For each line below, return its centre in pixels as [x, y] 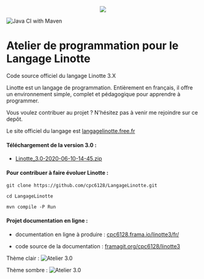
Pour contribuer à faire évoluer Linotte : [58, 172]
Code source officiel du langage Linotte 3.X [61, 75]
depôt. [15, 119]
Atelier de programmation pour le [93, 46]
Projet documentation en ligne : [47, 220]
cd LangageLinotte [30, 196]
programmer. [23, 101]
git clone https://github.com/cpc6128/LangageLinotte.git [82, 186]
